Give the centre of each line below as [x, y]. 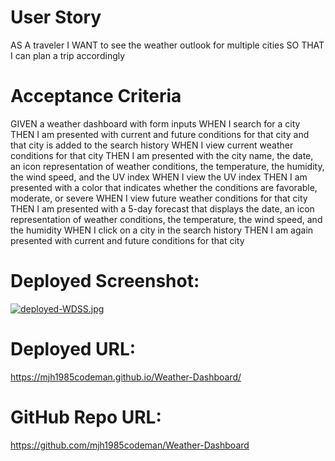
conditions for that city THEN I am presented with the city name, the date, [162, 155]
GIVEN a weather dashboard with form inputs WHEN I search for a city [155, 123]
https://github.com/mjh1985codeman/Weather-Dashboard [130, 445]
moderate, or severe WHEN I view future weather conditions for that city [159, 198]
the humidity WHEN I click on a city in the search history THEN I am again [162, 230]
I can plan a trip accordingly [68, 55]
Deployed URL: [73, 349]
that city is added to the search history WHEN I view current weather [152, 145]
